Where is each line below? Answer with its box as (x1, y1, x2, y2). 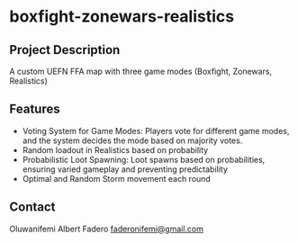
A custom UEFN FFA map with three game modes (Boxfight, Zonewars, (9, 66, 273, 76)
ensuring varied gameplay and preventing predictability (22, 164, 228, 175)
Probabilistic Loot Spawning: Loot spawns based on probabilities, (22, 154, 266, 165)
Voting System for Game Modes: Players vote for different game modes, (22, 125, 290, 136)
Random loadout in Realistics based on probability (22, 144, 209, 155)
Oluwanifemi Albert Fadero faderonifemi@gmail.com (9, 223, 204, 234)
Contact (9, 200, 56, 215)
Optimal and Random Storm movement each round (22, 173, 212, 184)
